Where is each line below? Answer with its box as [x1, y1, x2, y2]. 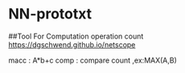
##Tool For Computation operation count [8, 31, 144, 41]
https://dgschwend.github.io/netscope [8, 39, 136, 49]
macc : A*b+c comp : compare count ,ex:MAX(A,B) [8, 55, 177, 65]
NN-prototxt [8, 5, 92, 23]
